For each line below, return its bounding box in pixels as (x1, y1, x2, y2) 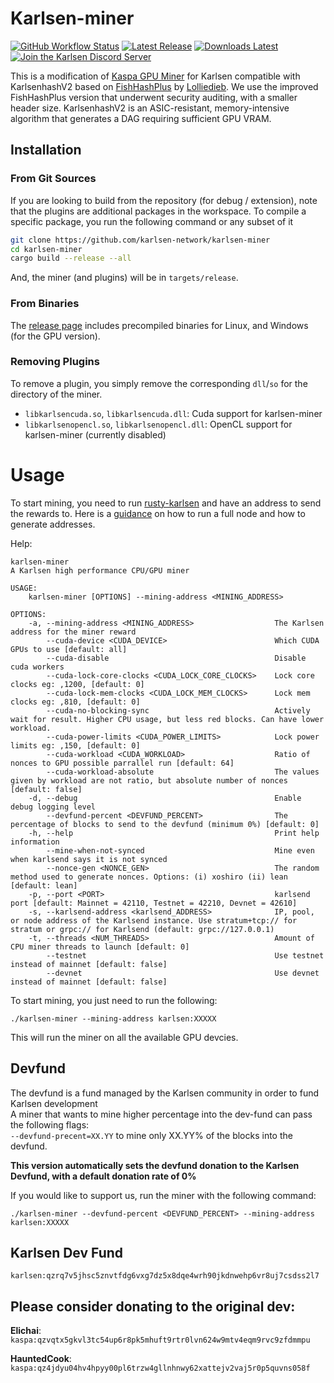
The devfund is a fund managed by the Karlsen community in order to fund (10, 1087, 320, 1099)
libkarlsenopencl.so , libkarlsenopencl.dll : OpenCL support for (24, 418, 293, 430)
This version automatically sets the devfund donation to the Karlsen (10, 1159, 300, 1171)
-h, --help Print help (28, 828, 320, 838)
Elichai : (10, 1325, 42, 1337)
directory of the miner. (10, 388, 103, 400)
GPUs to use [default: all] (10, 644, 128, 654)
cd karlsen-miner (10, 244, 83, 254)
